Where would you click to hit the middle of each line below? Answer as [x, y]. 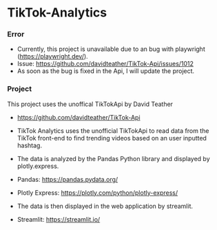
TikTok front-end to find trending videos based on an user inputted [112, 138]
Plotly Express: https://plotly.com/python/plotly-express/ [97, 192]
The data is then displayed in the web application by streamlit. [105, 206]
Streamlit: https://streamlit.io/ [59, 219]
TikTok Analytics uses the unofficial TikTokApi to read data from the [113, 130]
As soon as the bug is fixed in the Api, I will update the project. [106, 71]
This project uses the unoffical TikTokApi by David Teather [90, 104]
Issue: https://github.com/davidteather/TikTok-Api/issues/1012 [105, 64]
